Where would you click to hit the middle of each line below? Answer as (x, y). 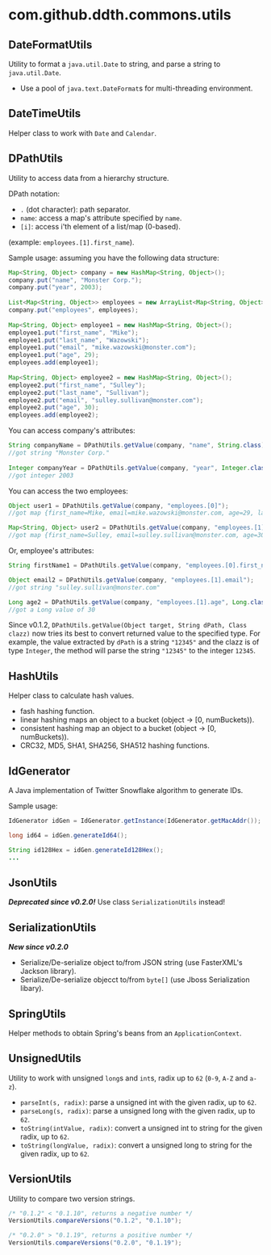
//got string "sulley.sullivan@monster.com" (84, 587)
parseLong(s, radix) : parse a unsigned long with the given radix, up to (138, 1110)
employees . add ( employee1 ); (54, 363)
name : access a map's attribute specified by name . (101, 218)
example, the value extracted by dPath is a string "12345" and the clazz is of (134, 642)
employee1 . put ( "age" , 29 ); (54, 355)
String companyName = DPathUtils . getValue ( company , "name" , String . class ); (138, 446)
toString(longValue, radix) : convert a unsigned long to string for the (136, 1145)
